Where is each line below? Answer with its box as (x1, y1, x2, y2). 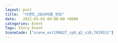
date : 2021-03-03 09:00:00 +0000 (5, 16, 79, 21)
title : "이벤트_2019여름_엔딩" (5, 12, 65, 17)
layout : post (5, 7, 32, 12)
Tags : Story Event (5, 26, 43, 31)
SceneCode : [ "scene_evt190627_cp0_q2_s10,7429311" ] (5, 30, 114, 35)
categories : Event (5, 21, 43, 26)
